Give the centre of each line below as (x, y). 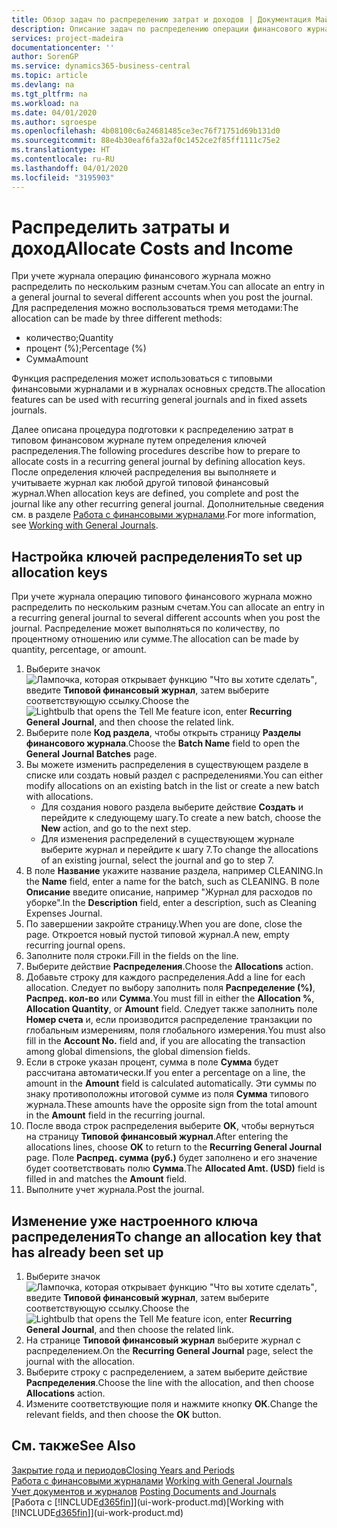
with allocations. (59, 797)
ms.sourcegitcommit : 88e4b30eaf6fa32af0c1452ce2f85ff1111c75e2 (146, 141)
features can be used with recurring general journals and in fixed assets (159, 400)
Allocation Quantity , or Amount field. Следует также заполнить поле (171, 1009)
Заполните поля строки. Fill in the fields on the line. (132, 956)
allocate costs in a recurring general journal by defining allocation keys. (158, 462)
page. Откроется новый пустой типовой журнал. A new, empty (157, 935)
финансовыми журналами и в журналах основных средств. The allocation (168, 389)
